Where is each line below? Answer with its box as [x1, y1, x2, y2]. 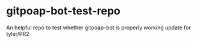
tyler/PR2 [6, 30, 30, 37]
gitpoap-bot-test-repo [6, 4, 120, 18]
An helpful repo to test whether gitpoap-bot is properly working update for [6, 24, 192, 31]
